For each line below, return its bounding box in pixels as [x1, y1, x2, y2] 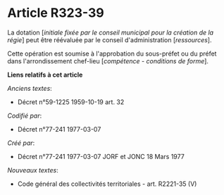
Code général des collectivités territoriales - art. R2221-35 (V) [17, 180, 197, 188]
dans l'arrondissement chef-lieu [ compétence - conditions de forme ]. [7, 56, 209, 65]
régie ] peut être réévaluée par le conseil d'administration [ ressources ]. [7, 35, 212, 44]
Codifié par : [7, 111, 42, 120]
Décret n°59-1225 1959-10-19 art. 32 [17, 97, 125, 106]
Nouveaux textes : [7, 165, 58, 174]
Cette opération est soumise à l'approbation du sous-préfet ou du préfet [7, 49, 217, 58]
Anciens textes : [7, 84, 53, 92]
